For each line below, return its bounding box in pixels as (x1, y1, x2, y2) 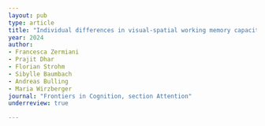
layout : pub (8, 11, 47, 20)
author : (8, 41, 34, 49)
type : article (8, 19, 55, 27)
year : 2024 (8, 33, 44, 42)
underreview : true (8, 99, 69, 107)
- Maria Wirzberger (8, 84, 73, 93)
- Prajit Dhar (8, 56, 55, 64)
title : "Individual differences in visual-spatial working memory (8, 26, 231, 34)
